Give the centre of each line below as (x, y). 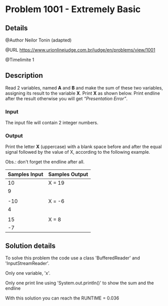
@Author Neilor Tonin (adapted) (38, 40)
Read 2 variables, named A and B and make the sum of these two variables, (84, 88)
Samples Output (68, 174)
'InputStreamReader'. (27, 264)
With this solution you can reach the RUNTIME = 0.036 (62, 298)
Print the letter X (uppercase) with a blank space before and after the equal (83, 147)
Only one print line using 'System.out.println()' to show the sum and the (80, 283)
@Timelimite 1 (20, 60)
